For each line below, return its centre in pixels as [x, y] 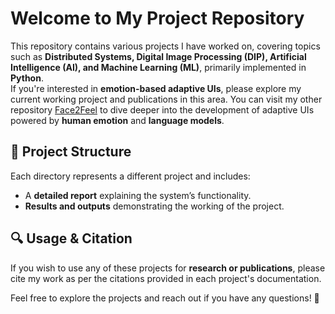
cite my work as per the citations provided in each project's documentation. [166, 278]
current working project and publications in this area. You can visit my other [166, 99]
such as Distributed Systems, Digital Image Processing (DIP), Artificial [158, 56]
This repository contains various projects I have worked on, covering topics [165, 46]
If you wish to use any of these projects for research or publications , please [168, 268]
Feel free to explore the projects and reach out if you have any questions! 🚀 [165, 298]
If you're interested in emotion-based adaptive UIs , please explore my [156, 88]
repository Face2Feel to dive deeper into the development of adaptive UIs [162, 109]
